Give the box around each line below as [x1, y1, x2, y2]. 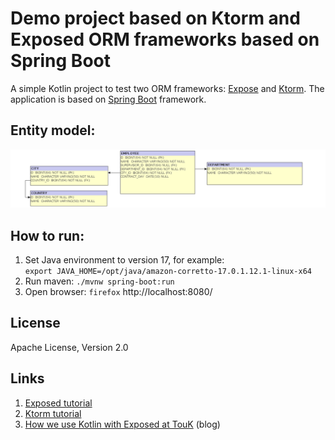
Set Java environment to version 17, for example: [24, 254, 225, 266]
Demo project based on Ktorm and [10, 7, 301, 30]
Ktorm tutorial [24, 407, 82, 419]
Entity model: [10, 122, 96, 139]
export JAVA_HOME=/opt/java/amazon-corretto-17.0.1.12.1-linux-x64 [24, 267, 312, 277]
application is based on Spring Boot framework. [10, 93, 207, 105]
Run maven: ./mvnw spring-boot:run [24, 275, 175, 287]
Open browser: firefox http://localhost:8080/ [24, 286, 213, 298]
